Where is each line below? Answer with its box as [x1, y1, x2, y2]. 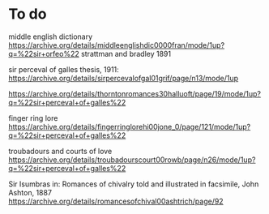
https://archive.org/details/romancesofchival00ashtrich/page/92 [8, 196, 224, 206]
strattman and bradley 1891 [80, 49, 172, 58]
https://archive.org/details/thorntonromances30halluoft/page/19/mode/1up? [8, 88, 262, 98]
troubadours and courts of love [8, 146, 113, 156]
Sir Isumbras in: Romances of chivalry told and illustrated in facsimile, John [8, 179, 259, 189]
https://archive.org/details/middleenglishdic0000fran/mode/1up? [8, 40, 225, 49]
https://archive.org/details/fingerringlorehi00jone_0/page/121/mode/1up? [8, 122, 251, 131]
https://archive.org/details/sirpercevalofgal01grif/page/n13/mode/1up [8, 73, 239, 83]
